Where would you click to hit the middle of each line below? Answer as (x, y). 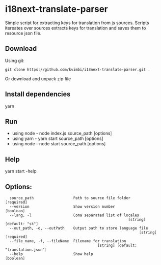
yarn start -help (21, 171)
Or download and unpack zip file (38, 79)
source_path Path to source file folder (70, 198)
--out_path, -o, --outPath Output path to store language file (79, 228)
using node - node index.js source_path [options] (62, 133)
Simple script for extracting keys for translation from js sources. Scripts (77, 23)
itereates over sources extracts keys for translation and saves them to (76, 28)
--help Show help (51, 254)
